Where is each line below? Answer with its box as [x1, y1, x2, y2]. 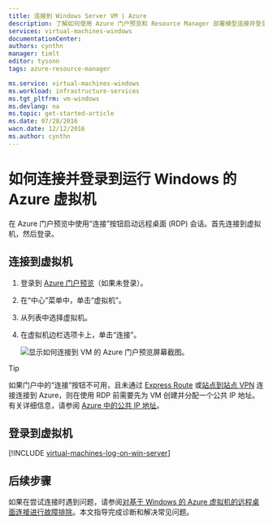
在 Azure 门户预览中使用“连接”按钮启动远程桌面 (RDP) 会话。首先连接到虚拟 [8, 219, 262, 228]
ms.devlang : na [8, 102, 60, 110]
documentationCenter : [8, 34, 82, 43]
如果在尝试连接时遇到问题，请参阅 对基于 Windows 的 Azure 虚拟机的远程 [8, 497, 253, 507]
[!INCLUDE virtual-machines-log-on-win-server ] [8, 448, 171, 458]
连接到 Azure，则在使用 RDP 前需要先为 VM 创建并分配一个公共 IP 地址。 [15, 390, 260, 400]
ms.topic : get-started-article [8, 110, 115, 118]
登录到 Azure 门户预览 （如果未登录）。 [19, 278, 148, 288]
